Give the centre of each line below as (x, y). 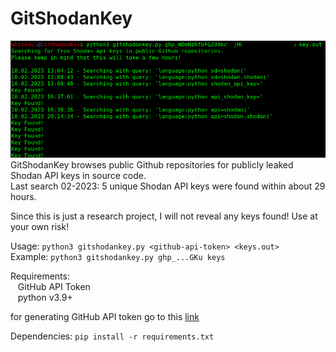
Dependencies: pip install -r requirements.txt (112, 336)
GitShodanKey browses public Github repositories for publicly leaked (152, 165)
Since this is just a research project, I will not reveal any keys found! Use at (164, 216)
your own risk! (40, 227)
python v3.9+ (45, 298)
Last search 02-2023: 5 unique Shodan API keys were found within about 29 (168, 186)
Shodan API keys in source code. (78, 176)
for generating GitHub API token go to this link (105, 317)
